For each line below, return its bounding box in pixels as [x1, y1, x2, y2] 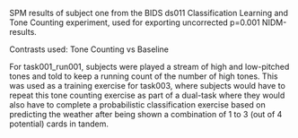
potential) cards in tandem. [9, 118, 110, 129]
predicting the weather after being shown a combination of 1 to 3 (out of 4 [9, 109, 283, 119]
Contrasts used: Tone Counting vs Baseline [9, 44, 169, 55]
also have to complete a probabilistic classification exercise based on [9, 99, 267, 110]
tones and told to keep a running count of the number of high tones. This [9, 71, 278, 82]
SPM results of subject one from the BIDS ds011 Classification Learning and [9, 8, 289, 18]
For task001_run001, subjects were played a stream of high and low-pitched [9, 62, 290, 72]
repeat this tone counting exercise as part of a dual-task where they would [9, 90, 285, 100]
